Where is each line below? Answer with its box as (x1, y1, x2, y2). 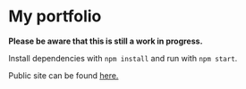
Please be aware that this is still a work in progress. (8, 36, 203, 46)
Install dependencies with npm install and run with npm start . (8, 53, 238, 63)
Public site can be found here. (8, 69, 119, 81)
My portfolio (8, 6, 102, 27)
